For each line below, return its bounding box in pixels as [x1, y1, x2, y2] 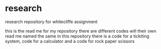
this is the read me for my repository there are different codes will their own [5, 28, 157, 34]
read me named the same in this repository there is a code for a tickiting [5, 33, 149, 39]
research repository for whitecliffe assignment [5, 19, 98, 24]
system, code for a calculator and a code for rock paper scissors [5, 38, 135, 44]
